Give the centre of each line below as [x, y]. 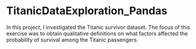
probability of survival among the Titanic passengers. [72, 40]
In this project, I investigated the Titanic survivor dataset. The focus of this [98, 27]
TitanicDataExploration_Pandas [87, 11]
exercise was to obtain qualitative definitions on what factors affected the [97, 33]
